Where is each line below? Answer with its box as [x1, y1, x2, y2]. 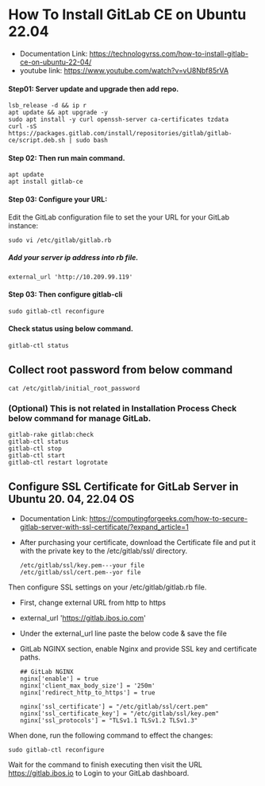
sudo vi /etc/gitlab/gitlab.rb [8, 236, 112, 244]
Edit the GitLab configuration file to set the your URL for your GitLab [8, 212, 230, 222]
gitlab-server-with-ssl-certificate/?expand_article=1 [19, 522, 189, 531]
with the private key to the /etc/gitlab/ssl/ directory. [19, 546, 188, 555]
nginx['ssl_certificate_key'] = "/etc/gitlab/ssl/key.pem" [19, 710, 220, 718]
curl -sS [8, 123, 37, 130]
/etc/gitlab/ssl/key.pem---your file [19, 561, 145, 570]
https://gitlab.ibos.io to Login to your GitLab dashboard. [8, 768, 190, 777]
